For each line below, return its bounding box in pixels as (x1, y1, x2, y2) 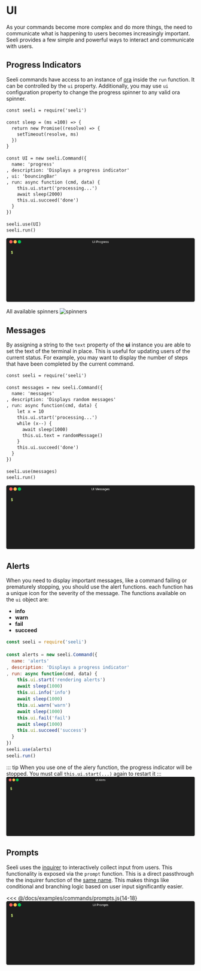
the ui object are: (6, 596, 49, 603)
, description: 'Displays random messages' (6, 396, 117, 402)
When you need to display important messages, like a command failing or (6, 577, 187, 584)
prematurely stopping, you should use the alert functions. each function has (6, 583, 193, 590)
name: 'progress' (11, 161, 55, 167)
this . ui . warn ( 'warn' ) (17, 702, 71, 708)
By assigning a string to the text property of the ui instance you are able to (6, 341, 191, 348)
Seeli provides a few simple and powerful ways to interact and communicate (6, 36, 194, 43)
